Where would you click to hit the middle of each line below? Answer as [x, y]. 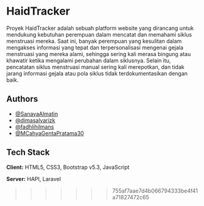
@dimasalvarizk [35, 120]
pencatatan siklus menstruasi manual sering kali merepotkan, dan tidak [95, 67]
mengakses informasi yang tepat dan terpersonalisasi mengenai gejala [95, 48]
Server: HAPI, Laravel [33, 179]
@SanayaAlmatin [37, 113]
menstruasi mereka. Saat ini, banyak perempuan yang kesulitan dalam [94, 41]
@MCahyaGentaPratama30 [49, 133]
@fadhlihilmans [34, 127]
